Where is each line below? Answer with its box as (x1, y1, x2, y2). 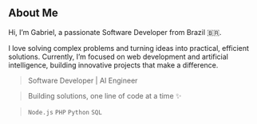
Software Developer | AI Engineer (27, 76, 138, 85)
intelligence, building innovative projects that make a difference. (8, 60, 219, 70)
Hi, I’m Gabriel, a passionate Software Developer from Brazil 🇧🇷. (8, 27, 222, 37)
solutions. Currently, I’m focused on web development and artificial (8, 52, 229, 61)
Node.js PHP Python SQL (27, 108, 102, 116)
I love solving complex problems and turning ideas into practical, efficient (8, 43, 250, 52)
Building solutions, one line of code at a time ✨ (27, 91, 182, 100)
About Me (8, 6, 58, 20)
